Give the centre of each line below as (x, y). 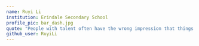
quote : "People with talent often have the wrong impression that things (100, 28)
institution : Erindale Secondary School (57, 17)
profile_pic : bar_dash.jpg (40, 23)
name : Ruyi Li (24, 12)
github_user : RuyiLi (32, 34)
